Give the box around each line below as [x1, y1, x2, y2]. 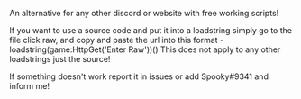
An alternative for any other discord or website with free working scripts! [9, 8, 279, 18]
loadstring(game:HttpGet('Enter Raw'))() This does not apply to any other [9, 44, 281, 55]
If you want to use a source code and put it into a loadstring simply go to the [9, 25, 293, 35]
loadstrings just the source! [9, 54, 111, 64]
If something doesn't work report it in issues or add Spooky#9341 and [9, 71, 269, 82]
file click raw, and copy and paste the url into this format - [9, 35, 224, 45]
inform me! [9, 81, 50, 91]
